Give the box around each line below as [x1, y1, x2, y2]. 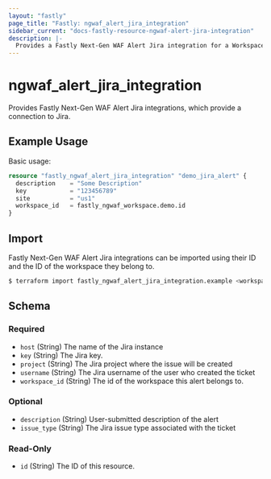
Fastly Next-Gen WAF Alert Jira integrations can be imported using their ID [8, 253, 256, 262]
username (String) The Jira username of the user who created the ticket [19, 367, 256, 377]
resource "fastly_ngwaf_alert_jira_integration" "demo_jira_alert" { [8, 171, 248, 180]
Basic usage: [8, 156, 52, 166]
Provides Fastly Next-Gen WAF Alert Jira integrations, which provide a [8, 103, 242, 113]
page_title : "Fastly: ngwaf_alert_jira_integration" [8, 19, 190, 27]
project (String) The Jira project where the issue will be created [19, 359, 233, 369]
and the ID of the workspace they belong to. [8, 261, 155, 270]
